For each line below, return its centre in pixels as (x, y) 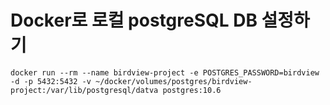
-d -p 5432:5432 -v (51, 81)
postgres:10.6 (192, 90)
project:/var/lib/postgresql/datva (84, 90)
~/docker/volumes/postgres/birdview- (174, 81)
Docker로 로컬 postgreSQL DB (134, 20)
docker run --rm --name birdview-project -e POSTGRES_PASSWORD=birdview (165, 72)
